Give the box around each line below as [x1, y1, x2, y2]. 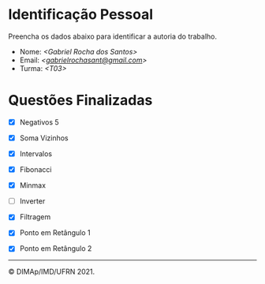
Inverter [19, 196, 46, 206]
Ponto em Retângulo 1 [19, 228, 91, 237]
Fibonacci [19, 165, 52, 174]
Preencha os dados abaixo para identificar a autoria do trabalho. [8, 32, 218, 41]
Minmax [19, 181, 46, 190]
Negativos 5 [19, 117, 59, 127]
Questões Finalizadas [8, 92, 153, 110]
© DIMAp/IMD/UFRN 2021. [8, 267, 95, 277]
